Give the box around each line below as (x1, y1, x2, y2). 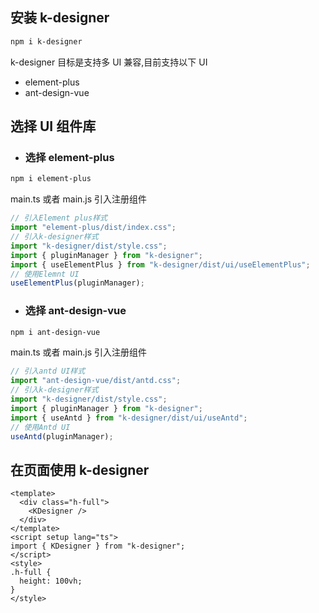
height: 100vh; (19, 576, 83, 587)
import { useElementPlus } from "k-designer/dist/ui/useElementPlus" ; (10, 259, 311, 270)
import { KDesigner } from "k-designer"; (10, 541, 186, 552)
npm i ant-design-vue (10, 327, 101, 337)
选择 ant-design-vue (24, 304, 127, 318)
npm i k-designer (10, 36, 83, 47)
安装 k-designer (10, 9, 110, 27)
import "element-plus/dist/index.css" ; (10, 223, 177, 233)
